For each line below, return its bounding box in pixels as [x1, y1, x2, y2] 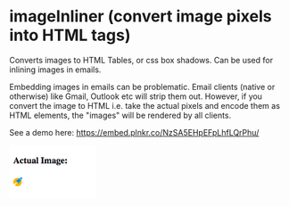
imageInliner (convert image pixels [9, 6, 272, 27]
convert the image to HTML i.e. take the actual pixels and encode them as [9, 100, 281, 111]
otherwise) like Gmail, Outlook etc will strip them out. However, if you [9, 91, 263, 102]
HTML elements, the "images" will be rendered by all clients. [9, 110, 232, 120]
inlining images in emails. [9, 64, 102, 75]
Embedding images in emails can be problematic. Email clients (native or [9, 81, 276, 92]
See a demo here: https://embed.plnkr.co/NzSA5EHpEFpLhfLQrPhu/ [9, 127, 260, 137]
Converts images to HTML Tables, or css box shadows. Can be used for [9, 54, 274, 65]
